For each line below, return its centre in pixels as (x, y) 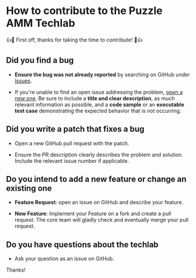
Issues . (23, 81)
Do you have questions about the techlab (82, 244)
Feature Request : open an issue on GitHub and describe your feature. (99, 203)
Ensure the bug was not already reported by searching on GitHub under (102, 74)
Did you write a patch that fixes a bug (75, 129)
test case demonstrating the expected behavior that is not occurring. (98, 111)
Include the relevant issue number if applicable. (72, 161)
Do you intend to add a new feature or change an (96, 179)
